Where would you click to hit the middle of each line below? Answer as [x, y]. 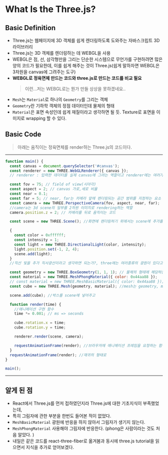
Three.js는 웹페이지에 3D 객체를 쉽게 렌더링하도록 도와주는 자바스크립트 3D [86, 40]
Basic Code [23, 134]
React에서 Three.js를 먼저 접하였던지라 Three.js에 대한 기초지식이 [77, 403]
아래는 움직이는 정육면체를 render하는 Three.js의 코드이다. [75, 147]
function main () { [24, 161]
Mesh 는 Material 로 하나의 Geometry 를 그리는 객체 [60, 99]
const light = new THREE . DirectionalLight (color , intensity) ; [80, 245]
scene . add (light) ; [33, 254]
